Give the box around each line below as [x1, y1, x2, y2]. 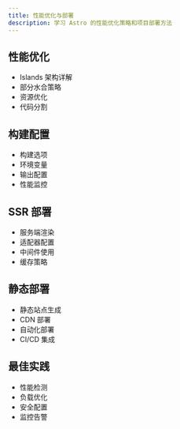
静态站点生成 [19, 305, 61, 314]
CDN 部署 [19, 314, 51, 324]
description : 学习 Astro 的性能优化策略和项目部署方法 [8, 19, 173, 27]
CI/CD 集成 [19, 334, 56, 344]
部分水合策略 [19, 82, 61, 92]
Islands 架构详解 [19, 73, 73, 82]
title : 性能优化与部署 [8, 11, 75, 20]
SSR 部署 [8, 205, 53, 218]
